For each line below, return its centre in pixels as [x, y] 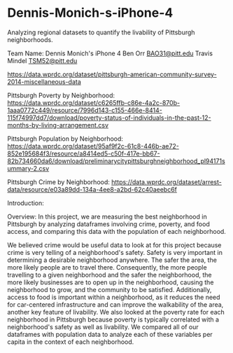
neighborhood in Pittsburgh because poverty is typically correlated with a [113, 319]
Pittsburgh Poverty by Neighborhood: [61, 95]
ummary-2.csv [28, 168]
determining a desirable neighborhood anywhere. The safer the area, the [112, 260]
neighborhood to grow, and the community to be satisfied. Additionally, [110, 289]
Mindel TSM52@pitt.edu [42, 60]
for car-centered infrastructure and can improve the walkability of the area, [115, 304]
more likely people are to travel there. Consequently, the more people [107, 267]
